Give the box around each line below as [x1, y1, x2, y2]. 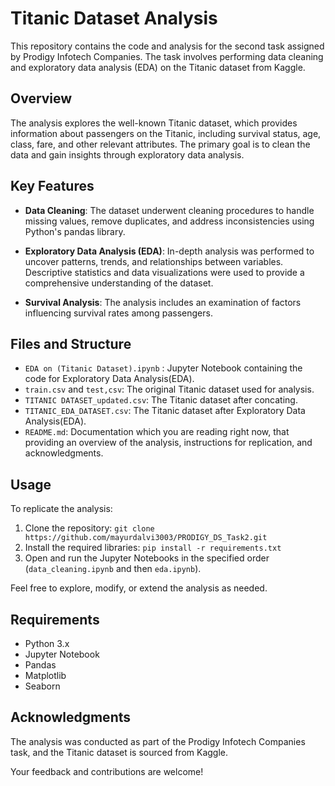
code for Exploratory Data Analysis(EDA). [24, 373, 195, 385]
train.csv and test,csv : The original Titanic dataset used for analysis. [24, 383, 315, 396]
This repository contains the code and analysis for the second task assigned [10, 40, 325, 52]
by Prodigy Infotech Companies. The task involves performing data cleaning [10, 50, 324, 62]
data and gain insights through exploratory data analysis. [10, 148, 245, 161]
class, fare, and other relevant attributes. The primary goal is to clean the [10, 138, 311, 150]
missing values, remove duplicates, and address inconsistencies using [24, 215, 315, 227]
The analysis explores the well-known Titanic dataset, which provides [10, 117, 298, 129]
